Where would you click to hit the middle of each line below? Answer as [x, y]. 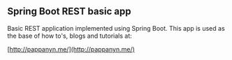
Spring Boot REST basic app [69, 12]
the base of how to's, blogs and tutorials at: [70, 36]
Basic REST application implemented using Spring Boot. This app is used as [116, 28]
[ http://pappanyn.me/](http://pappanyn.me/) [71, 49]
